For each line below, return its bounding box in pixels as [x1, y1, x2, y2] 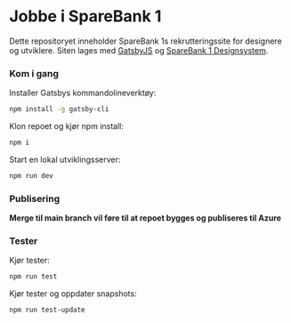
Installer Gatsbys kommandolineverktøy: [9, 87, 157, 99]
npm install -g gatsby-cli [9, 105, 109, 114]
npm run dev [9, 171, 53, 180]
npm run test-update [9, 305, 86, 315]
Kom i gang [9, 67, 60, 79]
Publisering [9, 192, 61, 205]
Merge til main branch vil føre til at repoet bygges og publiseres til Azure [9, 213, 282, 223]
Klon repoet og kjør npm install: [9, 121, 125, 132]
